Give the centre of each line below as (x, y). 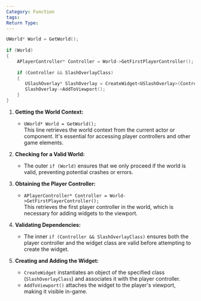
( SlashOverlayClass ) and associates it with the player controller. (102, 278)
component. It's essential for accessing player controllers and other (107, 136)
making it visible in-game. (56, 291)
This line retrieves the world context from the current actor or (99, 130)
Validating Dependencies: (48, 224)
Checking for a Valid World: (50, 154)
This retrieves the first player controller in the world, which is (98, 206)
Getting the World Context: (49, 112)
